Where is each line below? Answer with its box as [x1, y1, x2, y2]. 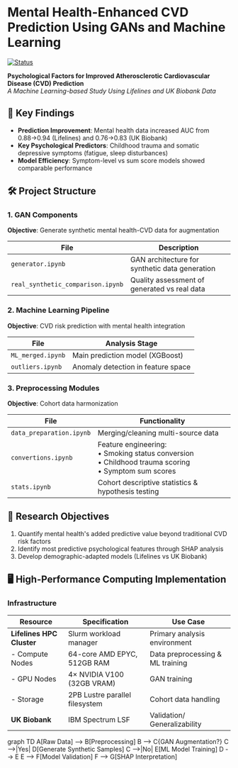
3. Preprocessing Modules [7, 383, 100, 393]
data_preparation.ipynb [11, 429, 91, 437]
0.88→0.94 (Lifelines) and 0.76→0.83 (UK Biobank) [17, 133, 168, 142]
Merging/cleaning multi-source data [98, 428, 219, 438]
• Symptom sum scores [98, 466, 176, 476]
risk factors [17, 537, 51, 545]
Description [158, 243, 200, 252]
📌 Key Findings [7, 107, 74, 119]
